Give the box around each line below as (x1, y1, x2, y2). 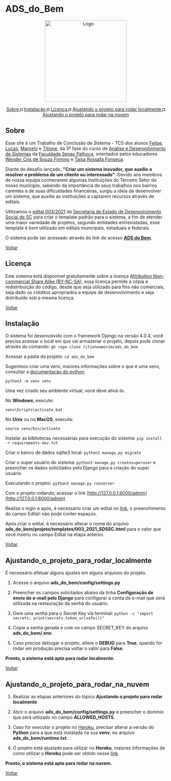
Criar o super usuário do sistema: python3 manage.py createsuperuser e (5, 459, 156, 466)
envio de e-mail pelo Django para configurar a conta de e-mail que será (12, 595, 165, 601)
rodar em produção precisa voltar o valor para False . (12, 645, 124, 651)
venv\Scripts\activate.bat (5, 407, 63, 412)
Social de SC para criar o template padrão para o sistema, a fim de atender (5, 214, 163, 220)
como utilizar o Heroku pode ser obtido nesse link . (12, 750, 119, 756)
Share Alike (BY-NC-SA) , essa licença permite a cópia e (31, 278, 149, 284)
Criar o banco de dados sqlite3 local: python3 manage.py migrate (5, 450, 141, 456)
